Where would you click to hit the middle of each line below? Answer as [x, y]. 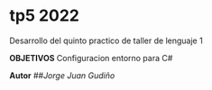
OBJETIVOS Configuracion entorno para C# [91, 58]
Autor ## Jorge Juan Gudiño [62, 75]
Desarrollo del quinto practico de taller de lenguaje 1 [106, 40]
